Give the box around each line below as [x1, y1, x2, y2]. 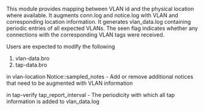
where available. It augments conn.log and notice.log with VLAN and [6, 12, 178, 19]
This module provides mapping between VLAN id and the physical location [6, 5, 194, 12]
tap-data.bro [15, 61, 48, 68]
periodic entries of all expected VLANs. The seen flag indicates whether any [6, 24, 199, 32]
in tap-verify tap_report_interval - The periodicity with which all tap [6, 91, 175, 98]
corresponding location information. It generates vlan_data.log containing [6, 18, 191, 25]
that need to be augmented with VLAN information [6, 79, 133, 87]
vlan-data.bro [15, 55, 50, 62]
